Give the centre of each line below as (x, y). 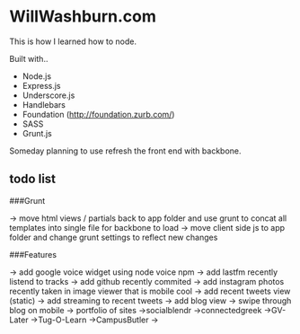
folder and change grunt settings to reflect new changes (114, 237)
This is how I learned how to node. (73, 41)
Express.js (41, 85)
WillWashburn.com (83, 17)
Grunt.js (37, 133)
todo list (33, 179)
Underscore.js (49, 95)
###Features (33, 254)
